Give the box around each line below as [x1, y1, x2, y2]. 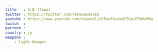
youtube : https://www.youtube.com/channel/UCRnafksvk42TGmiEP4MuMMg [5, 16, 153, 21]
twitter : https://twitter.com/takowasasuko [5, 12, 99, 17]
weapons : [5, 35, 26, 40]
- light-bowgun [14, 40, 46, 45]
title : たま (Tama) [5, 7, 51, 12]
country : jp [5, 30, 32, 35]
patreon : [5, 26, 26, 31]
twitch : [5, 21, 26, 26]
